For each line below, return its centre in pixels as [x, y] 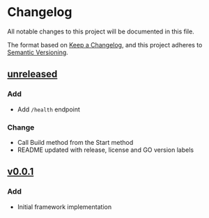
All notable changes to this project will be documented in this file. [101, 31]
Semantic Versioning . [38, 52]
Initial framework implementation [64, 207]
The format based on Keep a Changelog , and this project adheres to [105, 45]
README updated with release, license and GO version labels [105, 150]
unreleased [32, 74]
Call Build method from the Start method [75, 142]
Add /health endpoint [48, 109]
